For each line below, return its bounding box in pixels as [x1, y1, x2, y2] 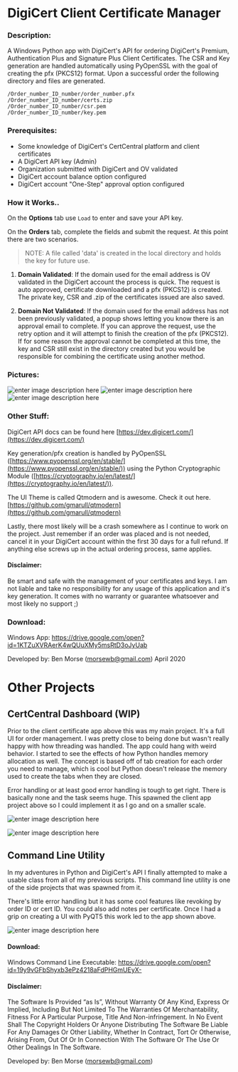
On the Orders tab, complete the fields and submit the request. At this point [7, 228, 229, 236]
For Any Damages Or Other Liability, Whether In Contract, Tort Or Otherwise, [7, 1028, 232, 1036]
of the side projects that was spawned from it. [7, 883, 142, 891]
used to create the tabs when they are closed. [7, 772, 142, 781]
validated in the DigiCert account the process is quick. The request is [17, 278, 220, 286]
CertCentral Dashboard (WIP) [7, 708, 141, 720]
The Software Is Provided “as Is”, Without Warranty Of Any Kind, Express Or [7, 998, 229, 1007]
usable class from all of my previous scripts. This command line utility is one [7, 876, 231, 884]
